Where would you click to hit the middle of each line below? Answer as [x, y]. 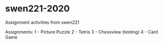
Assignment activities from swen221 [42, 22]
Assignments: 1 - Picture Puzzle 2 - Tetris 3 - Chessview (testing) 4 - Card [82, 32]
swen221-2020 [37, 9]
